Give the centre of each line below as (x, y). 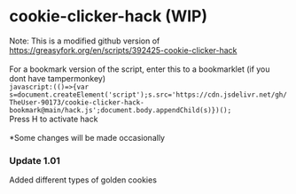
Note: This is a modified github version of (85, 41)
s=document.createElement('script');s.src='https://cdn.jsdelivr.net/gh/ (148, 95)
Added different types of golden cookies (83, 180)
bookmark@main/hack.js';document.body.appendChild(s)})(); (121, 110)
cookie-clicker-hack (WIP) (109, 16)
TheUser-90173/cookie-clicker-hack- (77, 102)
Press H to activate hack (54, 119)
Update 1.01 (35, 160)
